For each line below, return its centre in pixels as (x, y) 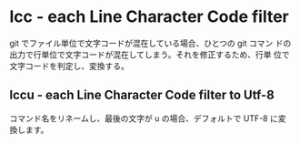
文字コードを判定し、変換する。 (69, 66)
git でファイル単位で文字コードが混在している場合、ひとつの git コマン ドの (150, 43)
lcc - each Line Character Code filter (149, 17)
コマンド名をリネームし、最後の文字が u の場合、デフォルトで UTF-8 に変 (148, 118)
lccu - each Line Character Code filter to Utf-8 (142, 95)
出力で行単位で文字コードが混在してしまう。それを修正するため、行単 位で (150, 54)
